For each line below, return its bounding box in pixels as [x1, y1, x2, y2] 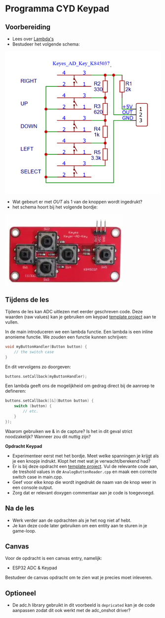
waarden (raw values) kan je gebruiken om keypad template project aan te [5, 314, 157, 320]
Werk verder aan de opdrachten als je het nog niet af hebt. [12, 517, 132, 523]
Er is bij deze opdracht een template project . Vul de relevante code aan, [12, 463, 158, 469]
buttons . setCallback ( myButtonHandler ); [5, 374, 87, 379]
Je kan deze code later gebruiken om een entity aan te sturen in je [12, 522, 147, 529]
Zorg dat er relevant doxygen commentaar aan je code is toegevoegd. [12, 489, 155, 495]
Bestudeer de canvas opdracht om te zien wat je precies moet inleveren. [5, 574, 153, 581]
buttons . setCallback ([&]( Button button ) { [5, 398, 94, 404]
